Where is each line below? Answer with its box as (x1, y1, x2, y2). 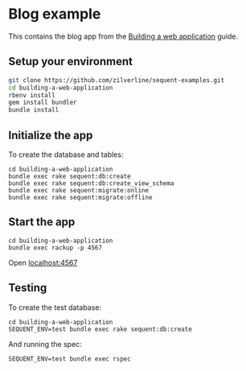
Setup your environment (8, 55, 133, 68)
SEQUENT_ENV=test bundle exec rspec (8, 355, 131, 363)
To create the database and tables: (8, 150, 124, 159)
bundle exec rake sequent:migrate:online (8, 186, 150, 194)
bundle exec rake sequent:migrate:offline (8, 193, 153, 201)
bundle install (8, 106, 59, 114)
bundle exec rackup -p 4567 (8, 243, 103, 252)
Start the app (8, 215, 76, 229)
